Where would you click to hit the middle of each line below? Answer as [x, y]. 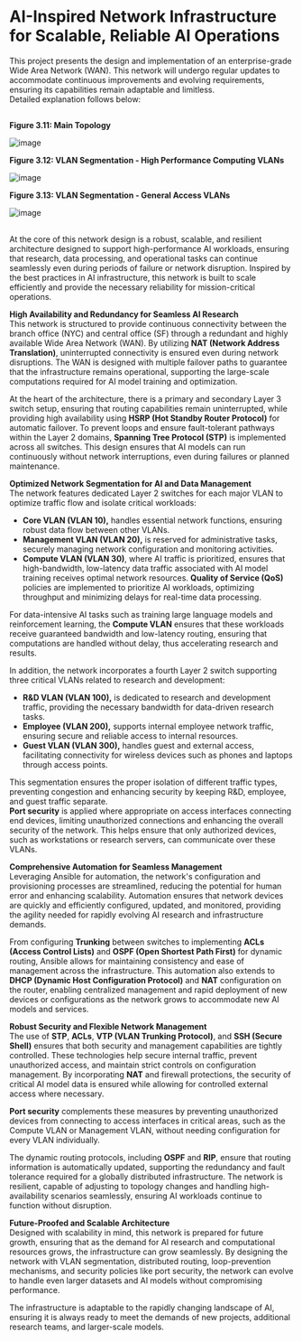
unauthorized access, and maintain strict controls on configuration [133, 1065]
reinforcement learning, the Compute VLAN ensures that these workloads [147, 624]
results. [23, 653]
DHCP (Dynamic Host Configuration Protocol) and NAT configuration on [146, 980]
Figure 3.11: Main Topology [60, 126]
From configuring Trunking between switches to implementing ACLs [137, 942]
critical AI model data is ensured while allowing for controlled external [139, 1084]
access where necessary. [57, 1094]
